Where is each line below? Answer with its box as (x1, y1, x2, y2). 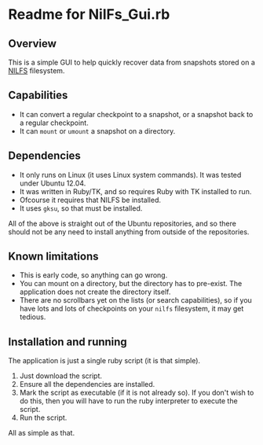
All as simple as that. (8, 428, 75, 438)
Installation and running (8, 335, 127, 348)
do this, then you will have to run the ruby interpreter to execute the (19, 396, 238, 406)
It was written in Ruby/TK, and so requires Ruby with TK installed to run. (19, 186, 252, 196)
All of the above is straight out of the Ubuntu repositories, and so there (8, 219, 237, 228)
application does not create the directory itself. (19, 287, 171, 296)
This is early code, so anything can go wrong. (19, 270, 168, 280)
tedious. (19, 312, 46, 322)
